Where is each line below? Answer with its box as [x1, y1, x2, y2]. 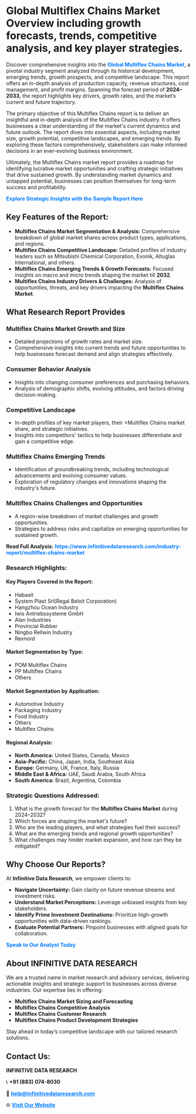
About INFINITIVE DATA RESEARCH [6, 958, 138, 968]
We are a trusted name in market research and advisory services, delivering [6, 974, 190, 981]
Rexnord [14, 635, 35, 642]
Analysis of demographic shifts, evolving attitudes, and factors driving [14, 385, 184, 392]
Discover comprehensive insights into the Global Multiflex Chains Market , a [6, 61, 191, 68]
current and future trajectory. [6, 98, 76, 105]
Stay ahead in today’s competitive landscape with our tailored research [6, 1028, 178, 1035]
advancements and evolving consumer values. [14, 472, 127, 479]
